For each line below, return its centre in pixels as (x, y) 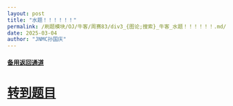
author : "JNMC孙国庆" (37, 39)
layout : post (26, 14)
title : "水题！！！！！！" (42, 20)
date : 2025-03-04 (32, 33)
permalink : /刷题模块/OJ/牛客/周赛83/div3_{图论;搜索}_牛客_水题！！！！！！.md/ (117, 26)
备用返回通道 (25, 62)
